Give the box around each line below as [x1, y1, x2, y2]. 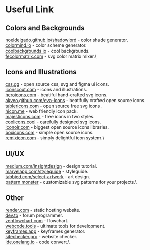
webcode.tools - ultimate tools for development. [5, 223, 106, 229]
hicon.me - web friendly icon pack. [5, 108, 78, 114]
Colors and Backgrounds [5, 24, 85, 32]
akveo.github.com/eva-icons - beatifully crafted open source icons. [5, 97, 146, 103]
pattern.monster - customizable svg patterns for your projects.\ [5, 179, 137, 185]
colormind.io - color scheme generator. [5, 42, 87, 48]
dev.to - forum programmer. [5, 212, 63, 218]
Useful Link [5, 4, 54, 15]
